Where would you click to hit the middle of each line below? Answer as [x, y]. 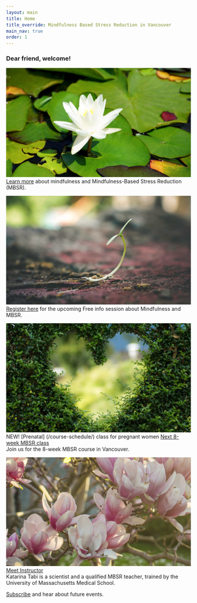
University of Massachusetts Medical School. [61, 583]
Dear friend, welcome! [39, 59]
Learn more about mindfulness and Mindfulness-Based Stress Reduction [94, 181]
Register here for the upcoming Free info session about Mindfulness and [94, 309]
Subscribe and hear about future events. [55, 594]
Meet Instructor [25, 571]
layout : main [22, 12]
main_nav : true [25, 31]
